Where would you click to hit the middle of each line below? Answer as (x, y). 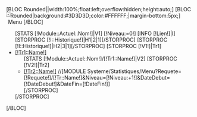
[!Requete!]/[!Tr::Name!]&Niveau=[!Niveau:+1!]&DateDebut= (97, 78)
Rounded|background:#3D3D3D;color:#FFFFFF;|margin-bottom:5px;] (96, 15)
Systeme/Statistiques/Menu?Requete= (135, 71)
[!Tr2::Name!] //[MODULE (55, 71)
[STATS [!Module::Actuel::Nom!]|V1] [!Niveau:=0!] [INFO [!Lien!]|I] (95, 33)
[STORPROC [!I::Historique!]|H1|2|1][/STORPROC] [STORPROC (91, 40)
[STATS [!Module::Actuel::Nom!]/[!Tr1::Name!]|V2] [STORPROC (100, 58)
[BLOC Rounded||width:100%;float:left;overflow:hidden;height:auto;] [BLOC (99, 9)
